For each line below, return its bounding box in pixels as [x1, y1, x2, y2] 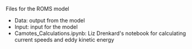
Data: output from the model [14, 17, 85, 24]
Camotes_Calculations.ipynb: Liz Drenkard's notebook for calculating [14, 30, 187, 37]
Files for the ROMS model [5, 5, 69, 12]
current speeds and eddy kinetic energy [14, 36, 115, 43]
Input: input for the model [14, 24, 78, 30]
